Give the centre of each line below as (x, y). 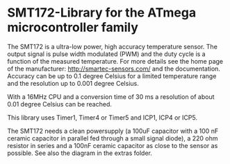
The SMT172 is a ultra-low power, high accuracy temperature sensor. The (112, 46)
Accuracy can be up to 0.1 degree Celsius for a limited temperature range (112, 76)
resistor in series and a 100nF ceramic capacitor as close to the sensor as (113, 145)
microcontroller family (73, 27)
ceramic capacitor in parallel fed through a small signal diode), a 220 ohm (113, 138)
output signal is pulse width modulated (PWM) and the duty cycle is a (107, 54)
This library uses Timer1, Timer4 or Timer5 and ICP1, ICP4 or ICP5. (102, 117)
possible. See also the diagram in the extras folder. (80, 153)
